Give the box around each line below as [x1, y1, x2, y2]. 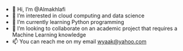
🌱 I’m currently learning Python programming [11, 19, 124, 25]
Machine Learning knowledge [11, 31, 86, 38]
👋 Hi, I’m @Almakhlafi [11, 6, 66, 13]
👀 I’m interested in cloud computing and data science [11, 12, 145, 19]
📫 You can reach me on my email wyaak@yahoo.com [11, 38, 147, 45]
